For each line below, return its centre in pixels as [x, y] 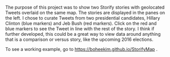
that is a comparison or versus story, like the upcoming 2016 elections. [79, 39]
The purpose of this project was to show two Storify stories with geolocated [85, 7]
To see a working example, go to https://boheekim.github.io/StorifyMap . [81, 49]
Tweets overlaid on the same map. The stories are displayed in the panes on [85, 13]
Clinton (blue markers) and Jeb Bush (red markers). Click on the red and [81, 23]
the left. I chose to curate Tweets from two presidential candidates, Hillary [83, 18]
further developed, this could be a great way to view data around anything [83, 34]
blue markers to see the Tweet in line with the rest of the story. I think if [80, 29]
